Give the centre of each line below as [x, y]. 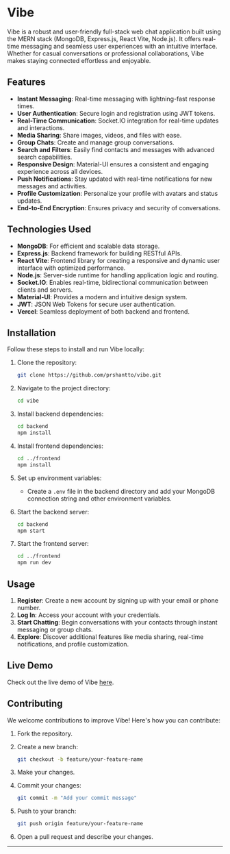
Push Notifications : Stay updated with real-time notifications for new [115, 179]
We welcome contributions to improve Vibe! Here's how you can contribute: [114, 720]
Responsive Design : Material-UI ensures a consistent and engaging [113, 164]
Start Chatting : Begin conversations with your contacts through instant [117, 622]
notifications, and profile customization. [73, 644]
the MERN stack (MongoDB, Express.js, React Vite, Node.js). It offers [104, 38]
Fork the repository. [45, 733]
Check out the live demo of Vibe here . [61, 682]
